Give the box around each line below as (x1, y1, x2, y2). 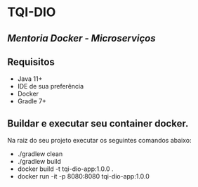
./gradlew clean (17, 150, 63, 158)
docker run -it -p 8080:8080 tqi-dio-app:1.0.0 (17, 172, 150, 181)
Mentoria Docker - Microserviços (7, 32, 156, 44)
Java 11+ (17, 75, 43, 83)
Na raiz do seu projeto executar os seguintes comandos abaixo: (7, 136, 192, 145)
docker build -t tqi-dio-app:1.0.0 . (17, 165, 114, 173)
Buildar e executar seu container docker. (7, 117, 189, 129)
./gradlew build (17, 157, 62, 166)
